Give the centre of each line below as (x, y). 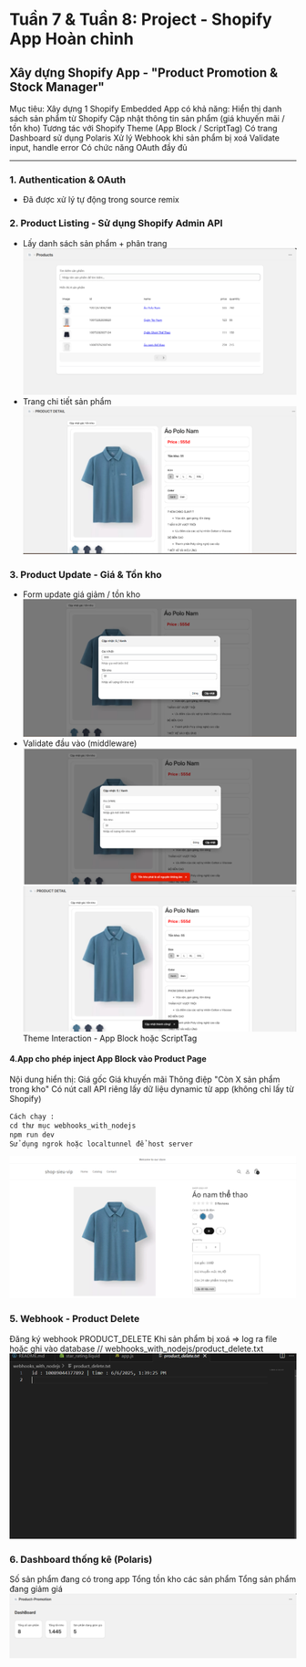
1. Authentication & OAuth (68, 180)
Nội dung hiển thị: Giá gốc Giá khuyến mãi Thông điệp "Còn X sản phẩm (145, 1079)
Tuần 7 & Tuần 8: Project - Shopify (141, 20)
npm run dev (32, 1135)
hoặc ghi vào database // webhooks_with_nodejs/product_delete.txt (137, 1348)
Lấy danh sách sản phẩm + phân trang (95, 243)
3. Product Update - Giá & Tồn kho (86, 574)
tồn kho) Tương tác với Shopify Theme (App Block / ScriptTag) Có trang (143, 128)
